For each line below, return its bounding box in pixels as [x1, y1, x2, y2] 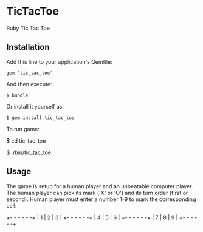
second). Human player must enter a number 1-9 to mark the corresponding [6, 196, 196, 203]
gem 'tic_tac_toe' [6, 70, 53, 76]
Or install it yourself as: [6, 103, 64, 110]
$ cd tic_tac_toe [6, 137, 46, 144]
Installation [6, 42, 50, 52]
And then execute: [6, 80, 52, 87]
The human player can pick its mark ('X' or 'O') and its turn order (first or [6, 189, 188, 196]
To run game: [6, 125, 40, 132]
